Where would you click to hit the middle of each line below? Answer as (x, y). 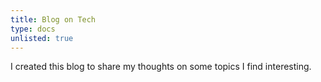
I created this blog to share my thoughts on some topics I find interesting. (161, 67)
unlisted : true (42, 38)
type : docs (33, 29)
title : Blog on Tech (53, 19)
